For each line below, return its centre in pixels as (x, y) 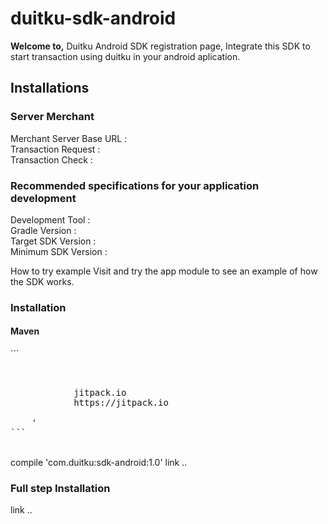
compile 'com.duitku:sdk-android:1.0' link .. (99, 463)
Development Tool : (50, 219)
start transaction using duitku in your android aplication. (125, 56)
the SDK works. (42, 281)
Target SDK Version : (53, 241)
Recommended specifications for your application (135, 185)
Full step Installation (60, 488)
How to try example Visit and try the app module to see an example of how (164, 271)
